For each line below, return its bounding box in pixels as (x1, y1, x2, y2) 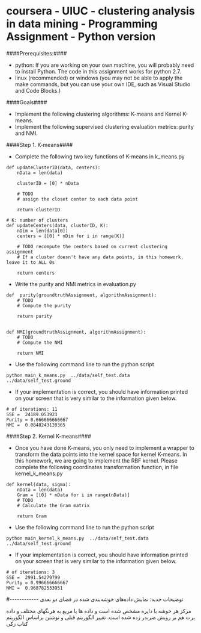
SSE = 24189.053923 (6, 411, 58, 417)
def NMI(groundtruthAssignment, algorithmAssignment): (6, 329, 146, 335)
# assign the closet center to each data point (17, 196, 138, 202)
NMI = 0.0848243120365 (6, 422, 66, 428)
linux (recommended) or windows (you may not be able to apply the (14, 74, 183, 81)
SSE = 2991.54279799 (6, 574, 61, 581)
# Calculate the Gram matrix (17, 502, 90, 508)
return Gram (17, 513, 47, 519)
